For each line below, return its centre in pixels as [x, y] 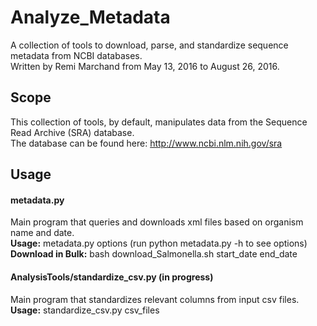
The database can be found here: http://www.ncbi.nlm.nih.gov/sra [146, 143]
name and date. [42, 233]
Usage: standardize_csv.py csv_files [85, 310]
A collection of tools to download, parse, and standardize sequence [149, 45]
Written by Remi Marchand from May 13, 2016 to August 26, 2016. [145, 66]
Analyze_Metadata [90, 17]
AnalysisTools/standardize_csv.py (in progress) [112, 277]
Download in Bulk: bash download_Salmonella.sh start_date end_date [154, 254]
